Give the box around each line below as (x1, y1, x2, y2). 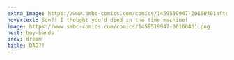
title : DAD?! (7, 42, 45, 49)
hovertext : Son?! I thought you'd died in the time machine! (7, 17, 189, 23)
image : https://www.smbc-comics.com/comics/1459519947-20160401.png (7, 23, 210, 30)
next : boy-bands (7, 29, 54, 37)
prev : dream (7, 36, 42, 43)
